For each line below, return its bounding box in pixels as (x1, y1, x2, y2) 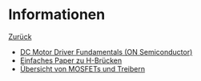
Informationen (8, 6, 106, 24)
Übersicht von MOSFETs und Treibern (19, 64, 146, 73)
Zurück (8, 32, 32, 41)
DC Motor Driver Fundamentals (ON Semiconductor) (19, 47, 193, 56)
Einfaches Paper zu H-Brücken (19, 56, 123, 65)
